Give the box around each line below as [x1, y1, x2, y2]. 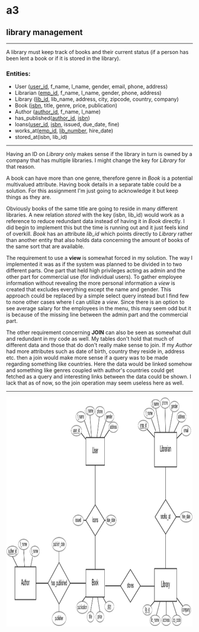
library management [6, 27, 83, 37]
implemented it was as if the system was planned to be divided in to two [6, 261, 182, 268]
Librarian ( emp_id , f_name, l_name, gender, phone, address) [14, 90, 162, 97]
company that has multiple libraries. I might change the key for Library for [6, 157, 186, 164]
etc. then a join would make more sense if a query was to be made [6, 354, 169, 361]
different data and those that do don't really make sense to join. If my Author [6, 342, 192, 349]
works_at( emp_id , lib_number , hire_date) [14, 127, 114, 134]
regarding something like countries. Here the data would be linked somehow [6, 360, 192, 368]
